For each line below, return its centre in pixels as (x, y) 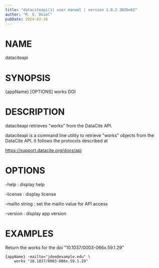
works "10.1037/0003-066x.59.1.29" (51, 261)
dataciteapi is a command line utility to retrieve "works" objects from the (79, 135)
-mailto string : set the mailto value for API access (56, 204)
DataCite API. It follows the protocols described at (56, 141)
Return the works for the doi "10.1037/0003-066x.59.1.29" (65, 247)
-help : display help (25, 184)
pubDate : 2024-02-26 (27, 19)
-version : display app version (36, 213)
